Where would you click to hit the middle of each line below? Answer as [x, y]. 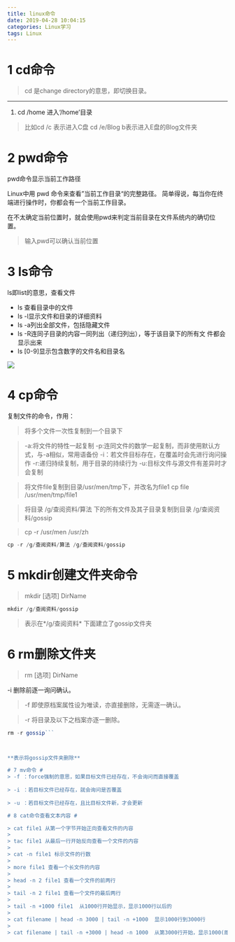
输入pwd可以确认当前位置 [61, 241]
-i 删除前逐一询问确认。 [41, 690]
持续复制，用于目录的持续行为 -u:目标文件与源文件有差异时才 [139, 463]
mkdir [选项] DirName [55, 595]
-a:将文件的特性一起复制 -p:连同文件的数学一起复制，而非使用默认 [119, 446]
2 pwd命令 [38, 158]
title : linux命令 [31, 14]
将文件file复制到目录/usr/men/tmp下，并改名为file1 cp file [107, 487]
